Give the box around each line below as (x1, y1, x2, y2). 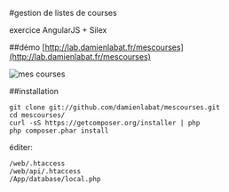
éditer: (9, 142, 34, 152)
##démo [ (9, 42, 46, 52)
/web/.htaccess (9, 159, 66, 168)
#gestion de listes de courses (9, 8, 117, 18)
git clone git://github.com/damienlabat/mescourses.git (9, 103, 220, 112)
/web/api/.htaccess (9, 167, 82, 176)
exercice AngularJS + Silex (9, 25, 107, 35)
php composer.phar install (9, 126, 109, 135)
